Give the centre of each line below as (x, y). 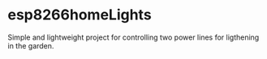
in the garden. (31, 45)
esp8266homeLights (80, 15)
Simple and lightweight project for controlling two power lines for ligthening (133, 37)
